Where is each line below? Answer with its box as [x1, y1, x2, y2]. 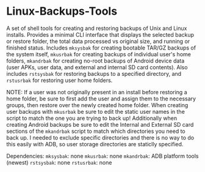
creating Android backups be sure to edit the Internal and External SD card [6, 121, 194, 128]
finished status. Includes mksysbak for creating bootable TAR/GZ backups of [6, 44, 196, 51]
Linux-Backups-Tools [6, 4, 118, 18]
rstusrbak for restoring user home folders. [6, 77, 113, 84]
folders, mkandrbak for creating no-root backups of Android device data [6, 57, 185, 64]
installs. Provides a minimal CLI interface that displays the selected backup [6, 31, 194, 38]
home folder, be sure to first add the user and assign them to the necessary [6, 95, 196, 102]
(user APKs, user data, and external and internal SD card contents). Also [6, 63, 188, 71]
